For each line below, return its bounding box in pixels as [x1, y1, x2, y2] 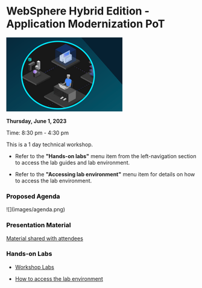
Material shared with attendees [6, 234, 83, 242]
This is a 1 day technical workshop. [6, 141, 93, 148]
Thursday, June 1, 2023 [6, 117, 67, 124]
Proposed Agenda [6, 192, 60, 200]
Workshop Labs [14, 263, 54, 270]
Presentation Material [6, 221, 71, 229]
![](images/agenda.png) [6, 206, 65, 213]
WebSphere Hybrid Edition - [6, 4, 150, 18]
